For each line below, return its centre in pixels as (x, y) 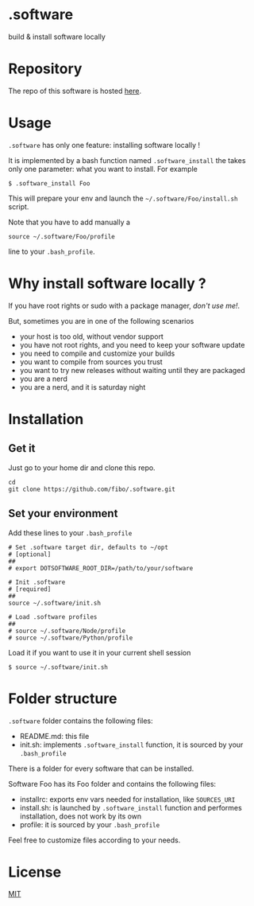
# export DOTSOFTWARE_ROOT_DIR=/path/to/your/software (101, 568)
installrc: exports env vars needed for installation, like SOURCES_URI (127, 799)
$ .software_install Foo (49, 183)
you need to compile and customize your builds (97, 353)
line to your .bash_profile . (52, 251)
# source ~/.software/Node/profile (67, 631)
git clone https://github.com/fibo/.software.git (92, 489)
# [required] (30, 589)
